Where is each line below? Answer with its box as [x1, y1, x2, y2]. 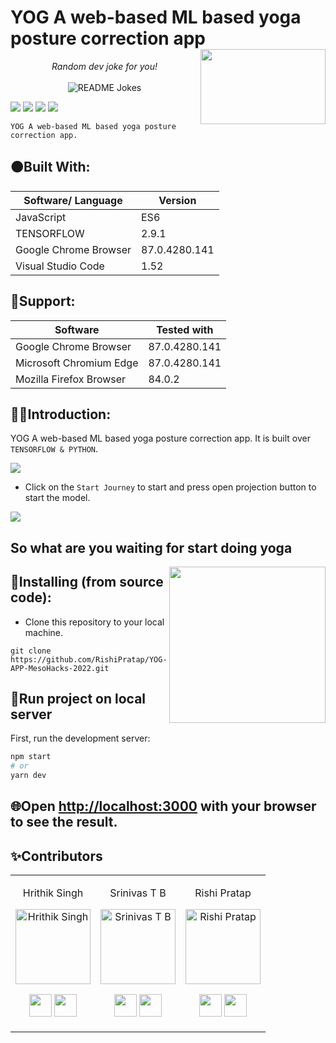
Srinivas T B [109, 886, 167, 900]
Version [158, 193, 197, 207]
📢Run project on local [10, 690, 147, 707]
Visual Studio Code [15, 259, 105, 273]
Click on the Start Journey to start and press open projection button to [24, 481, 317, 493]
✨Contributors [10, 847, 103, 865]
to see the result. [10, 814, 118, 831]
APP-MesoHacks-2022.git [10, 663, 110, 673]
